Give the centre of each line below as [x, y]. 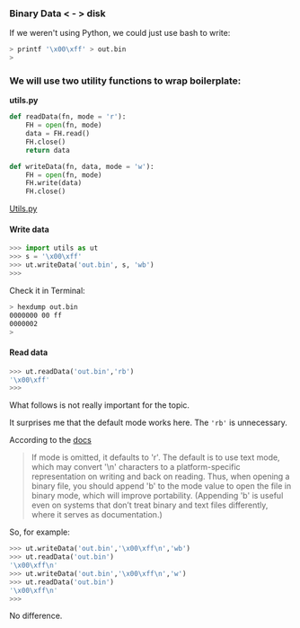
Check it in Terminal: [47, 290]
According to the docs [50, 440]
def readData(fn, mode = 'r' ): [68, 117]
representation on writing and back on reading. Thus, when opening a [160, 477]
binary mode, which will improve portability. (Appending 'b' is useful [157, 496]
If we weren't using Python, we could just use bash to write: [120, 33]
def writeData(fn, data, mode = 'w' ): [82, 166]
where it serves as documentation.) [97, 515]
